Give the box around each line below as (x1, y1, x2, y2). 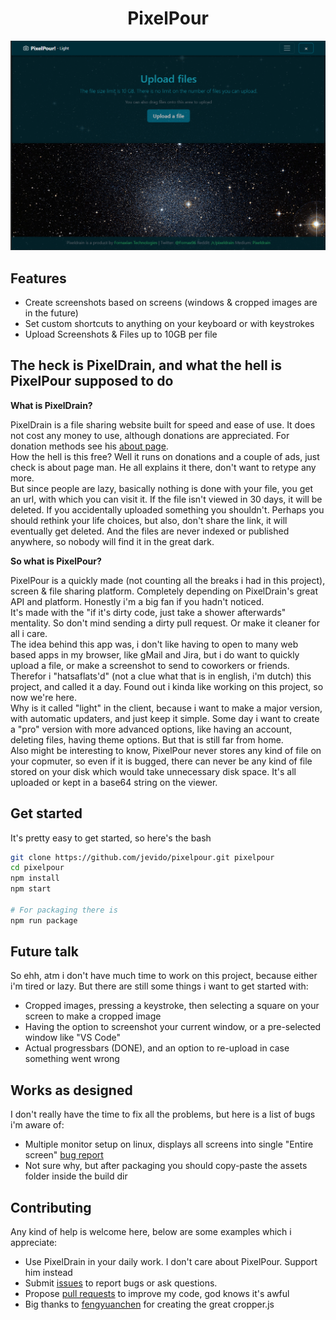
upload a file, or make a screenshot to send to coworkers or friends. (10, 659, 290, 671)
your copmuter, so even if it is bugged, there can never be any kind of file (10, 755, 313, 767)
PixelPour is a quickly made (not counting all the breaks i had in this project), (10, 574, 326, 586)
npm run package (10, 915, 78, 926)
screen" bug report (24, 1149, 104, 1161)
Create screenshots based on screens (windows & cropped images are (24, 296, 318, 308)
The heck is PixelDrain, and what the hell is (10, 357, 283, 374)
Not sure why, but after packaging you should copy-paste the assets (24, 1160, 308, 1172)
